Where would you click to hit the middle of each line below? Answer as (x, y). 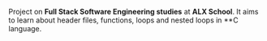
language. (25, 29)
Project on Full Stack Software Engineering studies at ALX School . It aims (133, 12)
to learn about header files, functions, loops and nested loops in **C (123, 20)
